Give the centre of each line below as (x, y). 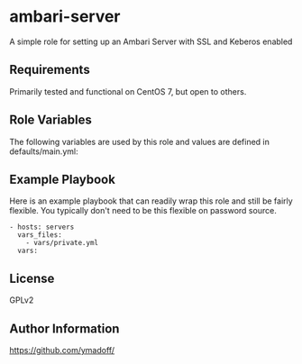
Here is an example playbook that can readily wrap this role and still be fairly (151, 201)
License (32, 278)
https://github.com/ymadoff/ (62, 350)
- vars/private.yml (62, 243)
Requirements (50, 70)
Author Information (64, 328)
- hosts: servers (42, 227)
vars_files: (40, 235)
